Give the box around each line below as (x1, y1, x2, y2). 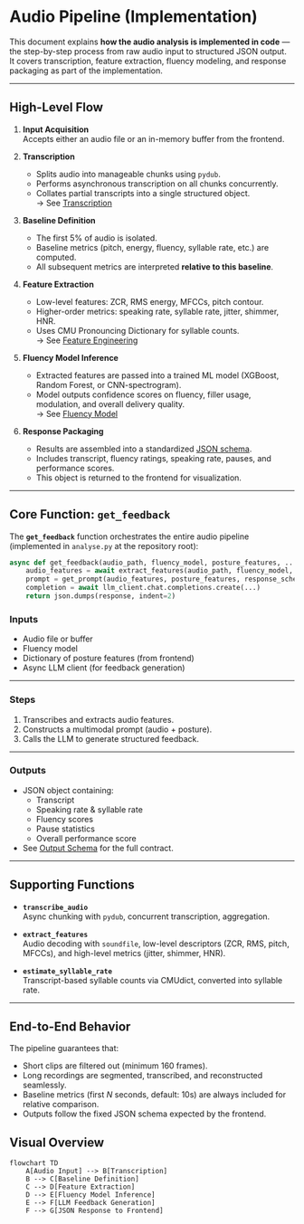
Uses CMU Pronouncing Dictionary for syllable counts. (35, 325, 240, 336)
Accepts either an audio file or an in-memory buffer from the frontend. (22, 133, 285, 144)
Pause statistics (35, 823, 95, 834)
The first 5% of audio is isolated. (35, 232, 158, 243)
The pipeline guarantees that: (9, 1043, 119, 1054)
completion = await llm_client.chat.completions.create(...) (25, 584, 261, 593)
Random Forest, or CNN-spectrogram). (35, 379, 182, 390)
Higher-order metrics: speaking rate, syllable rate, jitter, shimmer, (35, 306, 280, 317)
